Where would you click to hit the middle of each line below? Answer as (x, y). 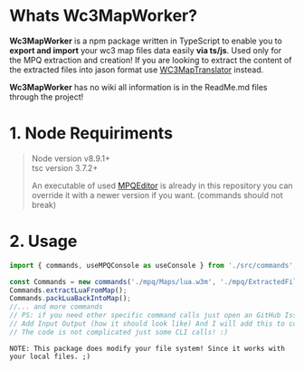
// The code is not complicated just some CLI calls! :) (119, 332)
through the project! (47, 97)
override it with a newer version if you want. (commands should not (157, 194)
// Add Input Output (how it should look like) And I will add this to (147, 324)
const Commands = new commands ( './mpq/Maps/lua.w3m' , (113, 281)
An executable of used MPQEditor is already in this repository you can (162, 185)
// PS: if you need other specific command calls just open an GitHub (145, 316)
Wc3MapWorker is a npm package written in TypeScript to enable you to (146, 41)
